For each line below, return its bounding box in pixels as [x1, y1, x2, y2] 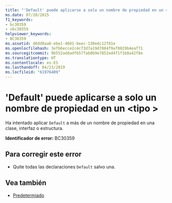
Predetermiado [12, 192, 45, 198]
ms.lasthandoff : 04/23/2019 [5, 65, 66, 70]
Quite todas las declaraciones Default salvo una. [12, 163, 116, 170]
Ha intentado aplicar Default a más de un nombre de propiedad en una [5, 119, 155, 126]
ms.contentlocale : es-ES [5, 60, 58, 65]
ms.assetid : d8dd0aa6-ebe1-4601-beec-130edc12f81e [5, 41, 116, 46]
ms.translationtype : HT [5, 55, 56, 61]
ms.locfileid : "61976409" [5, 70, 60, 75]
